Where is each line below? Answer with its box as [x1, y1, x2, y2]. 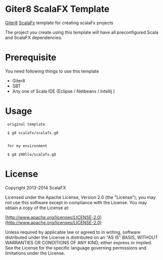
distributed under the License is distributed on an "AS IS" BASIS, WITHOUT [5, 234, 158, 240]
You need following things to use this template [5, 68, 99, 74]
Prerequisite [5, 52, 57, 63]
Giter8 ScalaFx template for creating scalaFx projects [5, 20, 114, 26]
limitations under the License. [5, 250, 65, 256]
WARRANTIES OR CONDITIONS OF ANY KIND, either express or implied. [5, 239, 152, 245]
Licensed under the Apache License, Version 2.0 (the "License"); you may [5, 194, 156, 200]
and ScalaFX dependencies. [5, 35, 63, 40]
